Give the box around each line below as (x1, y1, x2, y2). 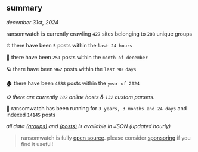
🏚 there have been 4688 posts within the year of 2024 (6, 80, 140, 87)
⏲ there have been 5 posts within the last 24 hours (6, 42, 133, 49)
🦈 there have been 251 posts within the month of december (6, 53, 148, 61)
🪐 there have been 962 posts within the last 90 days (6, 65, 137, 72)
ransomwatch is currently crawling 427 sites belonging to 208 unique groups (6, 30, 193, 37)
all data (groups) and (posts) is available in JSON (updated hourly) (6, 122, 171, 129)
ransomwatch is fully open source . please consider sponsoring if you (20, 134, 191, 141)
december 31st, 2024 (6, 18, 58, 26)
